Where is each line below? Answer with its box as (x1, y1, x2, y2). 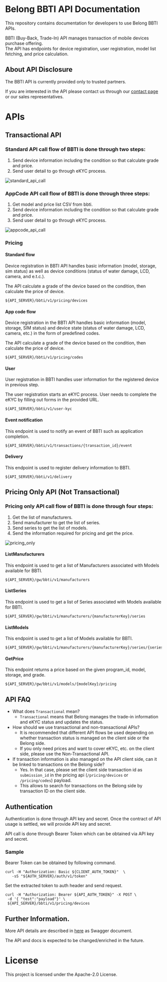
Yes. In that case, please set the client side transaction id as (19, 767, 143, 773)
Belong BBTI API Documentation (5, 3, 140, 15)
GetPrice (5, 655, 24, 661)
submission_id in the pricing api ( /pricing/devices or (19, 772, 128, 778)
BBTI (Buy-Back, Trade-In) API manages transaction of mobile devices (5, 35, 149, 41)
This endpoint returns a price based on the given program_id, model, (5, 666, 146, 672)
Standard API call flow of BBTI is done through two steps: (5, 146, 146, 153)
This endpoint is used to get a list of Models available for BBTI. (5, 636, 133, 642)
